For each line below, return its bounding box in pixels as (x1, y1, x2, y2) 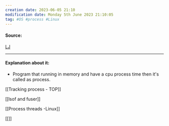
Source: (5, 32, 23, 38)
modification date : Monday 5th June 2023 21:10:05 (5, 12, 114, 17)
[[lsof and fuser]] (5, 96, 41, 102)
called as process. (12, 76, 51, 82)
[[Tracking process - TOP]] (5, 86, 61, 92)
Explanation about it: (5, 60, 50, 66)
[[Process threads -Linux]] (5, 105, 60, 111)
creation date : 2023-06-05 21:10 (5, 7, 75, 13)
